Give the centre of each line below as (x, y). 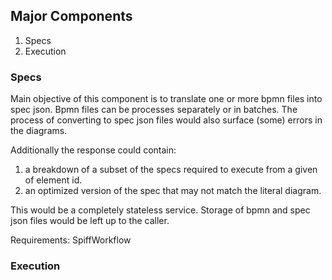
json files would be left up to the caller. (90, 221)
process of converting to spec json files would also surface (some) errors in (166, 120)
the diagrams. (39, 131)
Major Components (71, 16)
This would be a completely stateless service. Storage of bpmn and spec (160, 210)
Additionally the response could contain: (93, 150)
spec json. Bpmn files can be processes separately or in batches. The (154, 110)
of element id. (53, 180)
